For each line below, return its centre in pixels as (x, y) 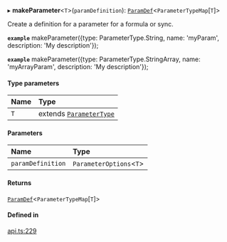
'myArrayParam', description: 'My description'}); (78, 67)
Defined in (23, 215)
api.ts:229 (22, 231)
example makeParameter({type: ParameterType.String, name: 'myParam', (113, 38)
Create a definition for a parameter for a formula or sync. (91, 24)
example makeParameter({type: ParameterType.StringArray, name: (104, 59)
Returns (20, 183)
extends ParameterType (76, 114)
